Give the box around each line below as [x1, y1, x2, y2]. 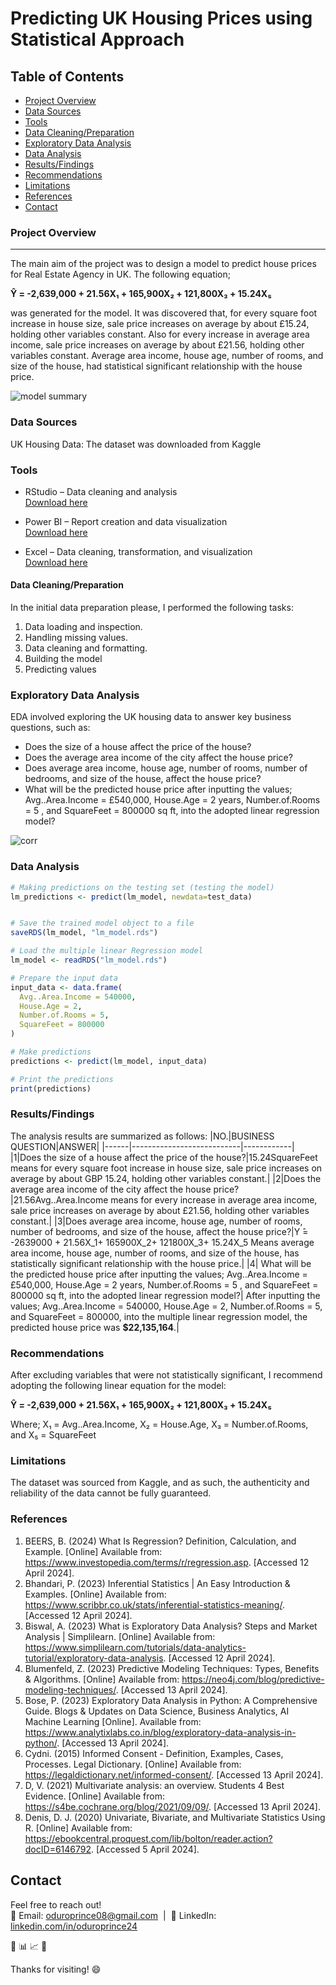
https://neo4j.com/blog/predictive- [181, 1673, 325, 1685]
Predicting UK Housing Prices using [10, 7, 313, 30]
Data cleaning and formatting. [24, 642, 148, 654]
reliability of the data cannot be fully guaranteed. [10, 1487, 212, 1499]
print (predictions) [10, 1083, 92, 1094]
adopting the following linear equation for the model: [10, 1380, 227, 1392]
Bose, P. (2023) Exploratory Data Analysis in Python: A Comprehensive [24, 1694, 318, 1706]
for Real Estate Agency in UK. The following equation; [10, 268, 232, 281]
